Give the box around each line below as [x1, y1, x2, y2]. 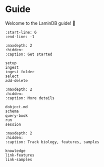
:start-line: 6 [5, 30, 37, 35]
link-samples [5, 157, 32, 162]
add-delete [5, 78, 28, 83]
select [5, 74, 19, 79]
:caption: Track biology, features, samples [5, 139, 99, 144]
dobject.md [5, 104, 28, 109]
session [5, 122, 21, 127]
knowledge [5, 148, 26, 153]
